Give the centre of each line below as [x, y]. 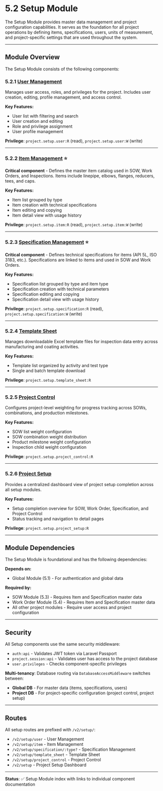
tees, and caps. [20, 181]
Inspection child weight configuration [49, 447]
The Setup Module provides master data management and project [71, 22]
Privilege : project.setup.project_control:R [49, 456]
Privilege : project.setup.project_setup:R [47, 528]
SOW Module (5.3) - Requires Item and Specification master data [77, 597]
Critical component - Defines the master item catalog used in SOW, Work [79, 171]
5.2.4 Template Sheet [31, 331]
